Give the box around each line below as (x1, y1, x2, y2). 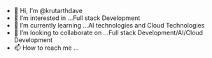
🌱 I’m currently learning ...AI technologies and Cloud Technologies (13, 21, 205, 29)
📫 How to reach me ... (13, 43, 79, 52)
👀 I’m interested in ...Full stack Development (13, 14, 141, 22)
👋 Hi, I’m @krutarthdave (13, 7, 83, 14)
